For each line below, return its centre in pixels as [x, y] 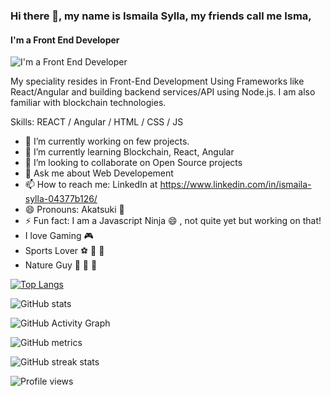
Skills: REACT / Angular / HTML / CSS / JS [97, 122]
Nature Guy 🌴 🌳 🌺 [61, 265]
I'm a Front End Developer [65, 40]
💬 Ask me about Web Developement [99, 173]
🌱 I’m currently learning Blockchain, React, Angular [129, 152]
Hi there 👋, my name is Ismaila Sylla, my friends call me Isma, [161, 16]
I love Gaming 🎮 [59, 236]
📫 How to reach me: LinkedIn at [91, 185]
